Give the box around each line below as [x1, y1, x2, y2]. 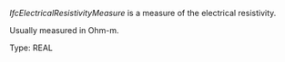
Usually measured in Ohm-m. [9, 25, 119, 35]
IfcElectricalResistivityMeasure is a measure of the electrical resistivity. [9, 8, 277, 18]
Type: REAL [9, 42, 53, 53]
